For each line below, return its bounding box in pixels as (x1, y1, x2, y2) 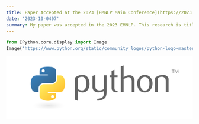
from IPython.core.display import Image (6, 39, 108, 45)
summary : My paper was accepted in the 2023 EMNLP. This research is (6, 22, 182, 28)
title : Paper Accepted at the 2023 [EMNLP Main (6, 9, 126, 15)
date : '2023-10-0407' (6, 15, 60, 22)
